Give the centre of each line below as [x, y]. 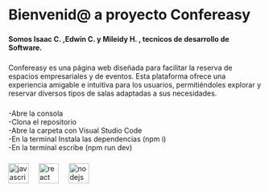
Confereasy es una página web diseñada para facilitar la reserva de [120, 68]
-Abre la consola [36, 113]
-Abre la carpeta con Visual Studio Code [75, 130]
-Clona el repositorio [42, 121]
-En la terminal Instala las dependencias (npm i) [87, 139]
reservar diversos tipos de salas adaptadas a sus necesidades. [113, 93]
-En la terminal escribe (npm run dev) [70, 147]
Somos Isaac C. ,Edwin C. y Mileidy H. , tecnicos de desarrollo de [119, 39]
